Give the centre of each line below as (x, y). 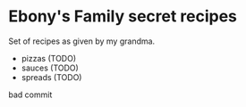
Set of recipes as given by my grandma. (82, 41)
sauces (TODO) (50, 68)
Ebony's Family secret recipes (123, 16)
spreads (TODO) (51, 77)
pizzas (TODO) (49, 58)
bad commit (30, 95)
